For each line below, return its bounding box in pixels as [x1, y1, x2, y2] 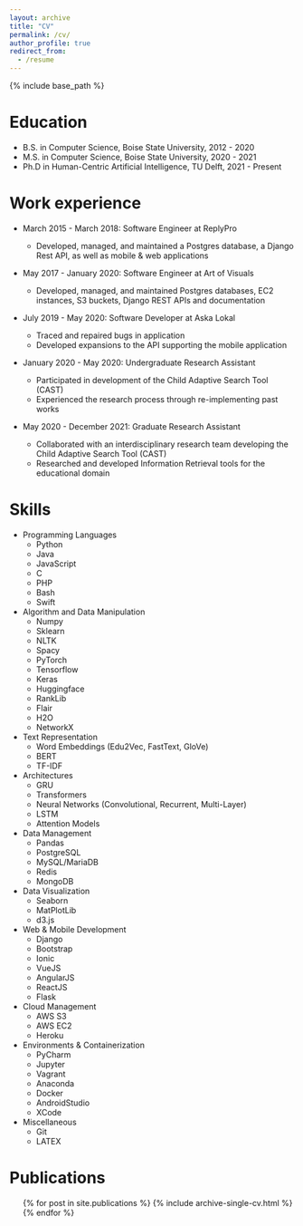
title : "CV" [9, 22, 54, 31]
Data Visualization [22, 885, 90, 896]
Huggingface [35, 683, 85, 694]
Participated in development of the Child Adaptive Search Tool [35, 374, 269, 385]
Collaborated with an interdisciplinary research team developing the [35, 439, 289, 449]
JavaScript [35, 558, 77, 569]
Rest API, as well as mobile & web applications [35, 250, 210, 261]
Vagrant [35, 1068, 66, 1079]
